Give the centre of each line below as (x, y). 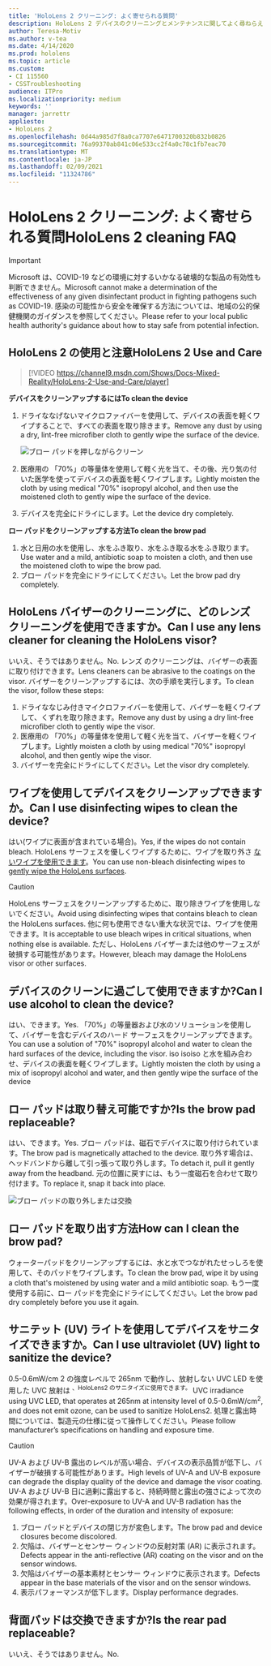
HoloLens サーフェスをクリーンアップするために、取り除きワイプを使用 (127, 904)
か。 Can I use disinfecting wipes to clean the (123, 808)
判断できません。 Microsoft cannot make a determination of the (113, 287)
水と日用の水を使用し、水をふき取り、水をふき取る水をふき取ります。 (136, 548)
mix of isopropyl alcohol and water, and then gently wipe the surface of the (133, 1073)
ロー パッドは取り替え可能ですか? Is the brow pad (132, 1109)
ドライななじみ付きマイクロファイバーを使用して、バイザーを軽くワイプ (140, 707)
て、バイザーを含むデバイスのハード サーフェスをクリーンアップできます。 (132, 1035)
